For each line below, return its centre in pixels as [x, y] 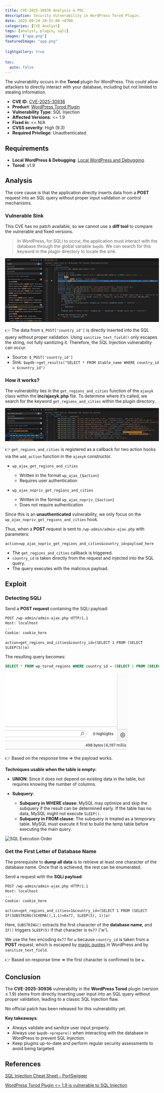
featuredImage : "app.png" [31, 42]
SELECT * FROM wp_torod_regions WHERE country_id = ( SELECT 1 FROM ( [77, 667]
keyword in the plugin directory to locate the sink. [67, 251]
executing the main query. [46, 829]
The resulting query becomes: [35, 657]
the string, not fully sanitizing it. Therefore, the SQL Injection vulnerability [79, 342]
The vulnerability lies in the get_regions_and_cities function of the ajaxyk [79, 391]
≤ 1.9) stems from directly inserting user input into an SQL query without [78, 994]
